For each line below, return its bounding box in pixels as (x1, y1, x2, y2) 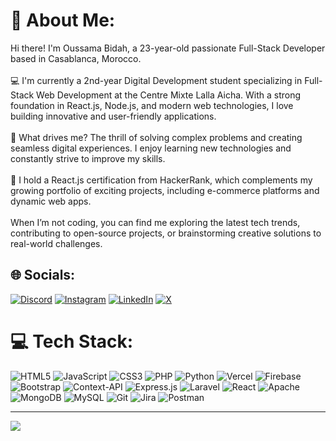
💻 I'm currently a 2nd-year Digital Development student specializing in (10, 74, 303, 86)
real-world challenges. (10, 237, 103, 249)
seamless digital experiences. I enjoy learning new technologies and (10, 142, 292, 154)
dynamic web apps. (10, 195, 92, 207)
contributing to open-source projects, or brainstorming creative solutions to (10, 227, 322, 239)
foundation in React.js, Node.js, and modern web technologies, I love (10, 99, 294, 111)
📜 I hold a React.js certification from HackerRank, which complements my (10, 174, 313, 186)
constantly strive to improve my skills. (10, 152, 166, 164)
